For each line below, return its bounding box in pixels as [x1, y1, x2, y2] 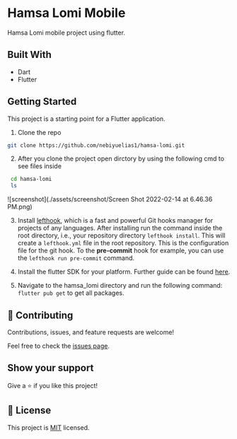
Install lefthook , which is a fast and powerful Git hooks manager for [17, 216, 214, 225]
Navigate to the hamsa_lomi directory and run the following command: [17, 281, 223, 290]
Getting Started [7, 95, 77, 107]
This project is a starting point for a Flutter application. [7, 115, 166, 123]
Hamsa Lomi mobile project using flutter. [7, 28, 126, 37]
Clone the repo [17, 128, 62, 136]
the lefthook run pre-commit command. [17, 254, 135, 262]
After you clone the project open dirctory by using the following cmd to [17, 154, 225, 163]
